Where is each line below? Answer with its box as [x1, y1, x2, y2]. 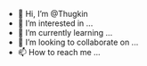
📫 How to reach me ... [17, 47, 101, 57]
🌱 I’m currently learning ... [17, 28, 113, 37]
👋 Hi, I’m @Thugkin [17, 9, 89, 19]
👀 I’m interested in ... [17, 18, 94, 29]
